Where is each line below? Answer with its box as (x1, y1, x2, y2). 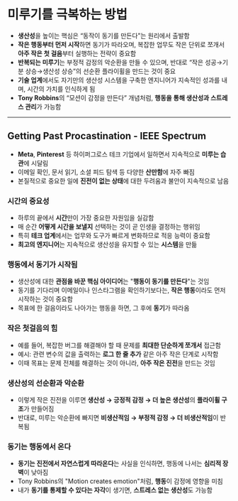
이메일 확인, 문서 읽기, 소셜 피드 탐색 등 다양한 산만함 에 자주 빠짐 (17, 168, 195, 176)
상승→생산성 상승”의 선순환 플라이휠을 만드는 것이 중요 (25, 67, 176, 75)
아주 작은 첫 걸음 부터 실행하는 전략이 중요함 (17, 49, 137, 58)
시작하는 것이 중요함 (17, 295, 73, 303)
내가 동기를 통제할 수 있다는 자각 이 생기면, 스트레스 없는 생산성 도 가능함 (17, 486, 212, 495)
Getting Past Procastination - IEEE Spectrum (7, 130, 207, 142)
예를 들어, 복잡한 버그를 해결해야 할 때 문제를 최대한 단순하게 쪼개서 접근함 (17, 340, 222, 349)
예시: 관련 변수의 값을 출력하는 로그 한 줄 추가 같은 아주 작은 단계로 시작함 (17, 350, 219, 358)
